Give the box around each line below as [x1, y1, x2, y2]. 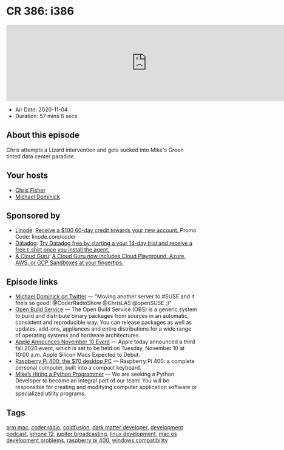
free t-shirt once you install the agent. [15, 246, 110, 253]
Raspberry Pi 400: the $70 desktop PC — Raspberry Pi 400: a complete [15, 357, 195, 365]
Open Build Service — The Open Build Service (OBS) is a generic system [15, 306, 197, 313]
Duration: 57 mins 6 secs [15, 112, 78, 119]
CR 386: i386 [6, 4, 75, 18]
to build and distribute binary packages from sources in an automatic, [15, 312, 189, 320]
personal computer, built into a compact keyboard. [15, 364, 141, 371]
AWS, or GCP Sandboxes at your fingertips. [15, 259, 124, 266]
